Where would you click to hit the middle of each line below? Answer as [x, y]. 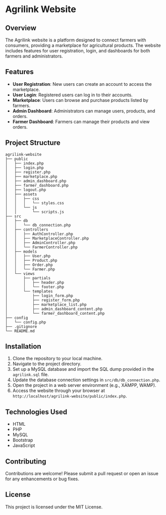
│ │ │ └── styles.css [35, 203]
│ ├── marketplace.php [31, 177]
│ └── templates [29, 291]
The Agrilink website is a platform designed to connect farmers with [76, 40]
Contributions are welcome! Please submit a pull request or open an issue [82, 474]
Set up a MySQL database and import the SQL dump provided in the [83, 369]
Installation [23, 347]
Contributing [26, 461]
